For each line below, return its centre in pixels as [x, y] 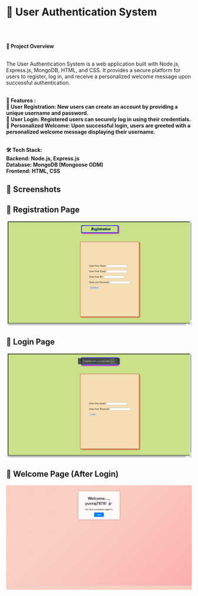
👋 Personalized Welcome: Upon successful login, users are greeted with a [98, 125]
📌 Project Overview [30, 46]
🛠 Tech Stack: [24, 149]
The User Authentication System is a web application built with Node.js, [93, 64]
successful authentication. [38, 83]
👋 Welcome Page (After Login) [62, 474]
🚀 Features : [21, 100]
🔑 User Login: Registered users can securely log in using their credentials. [99, 119]
